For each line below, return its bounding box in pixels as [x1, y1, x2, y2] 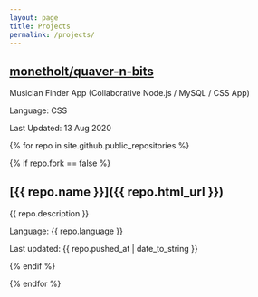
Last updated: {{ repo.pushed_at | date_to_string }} [9, 244, 198, 254]
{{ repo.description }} [9, 208, 90, 218]
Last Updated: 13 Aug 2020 [9, 123, 111, 134]
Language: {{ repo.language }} [9, 225, 124, 236]
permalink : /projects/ [9, 30, 95, 39]
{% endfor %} [9, 278, 62, 289]
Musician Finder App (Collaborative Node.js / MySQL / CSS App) [9, 88, 251, 99]
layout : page [9, 13, 59, 23]
